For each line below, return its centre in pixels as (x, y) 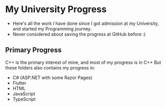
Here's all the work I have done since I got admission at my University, (86, 23)
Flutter (19, 83)
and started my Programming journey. (52, 28)
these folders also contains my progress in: (50, 67)
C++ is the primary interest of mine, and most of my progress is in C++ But (83, 62)
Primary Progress (33, 50)
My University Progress (56, 9)
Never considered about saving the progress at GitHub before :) (79, 34)
